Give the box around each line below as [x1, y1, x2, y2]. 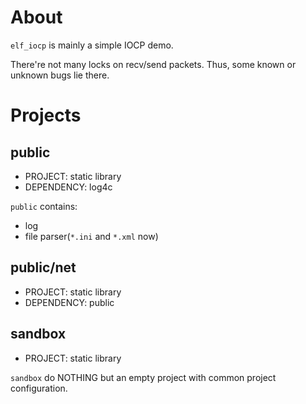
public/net [10, 259, 77, 276]
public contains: [10, 200, 78, 212]
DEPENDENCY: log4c [24, 181, 113, 193]
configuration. [10, 382, 68, 394]
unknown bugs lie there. [10, 69, 110, 81]
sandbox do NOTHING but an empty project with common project [10, 371, 277, 383]
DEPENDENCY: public [24, 296, 115, 308]
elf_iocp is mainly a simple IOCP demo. [10, 39, 174, 51]
